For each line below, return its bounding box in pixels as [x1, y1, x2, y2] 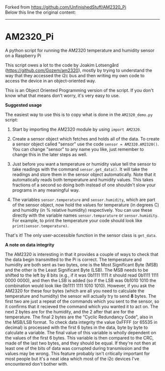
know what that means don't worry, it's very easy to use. [5, 92, 120, 98]
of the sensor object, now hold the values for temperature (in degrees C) [12, 201, 160, 208]
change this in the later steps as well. [12, 151, 87, 157]
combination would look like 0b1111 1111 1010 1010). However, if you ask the [5, 283, 155, 288]
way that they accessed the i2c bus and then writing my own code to [5, 72, 145, 78]
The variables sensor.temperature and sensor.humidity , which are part [12, 197, 156, 202]
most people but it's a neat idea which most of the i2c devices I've [5, 356, 139, 362]
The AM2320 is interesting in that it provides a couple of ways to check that [5, 251, 159, 257]
